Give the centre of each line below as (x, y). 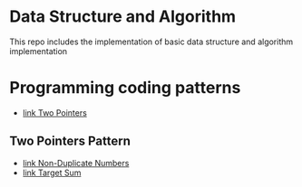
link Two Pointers (55, 112)
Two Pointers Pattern (70, 141)
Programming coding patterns (125, 88)
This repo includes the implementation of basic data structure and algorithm (151, 42)
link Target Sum (52, 173)
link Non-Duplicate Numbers (76, 163)
